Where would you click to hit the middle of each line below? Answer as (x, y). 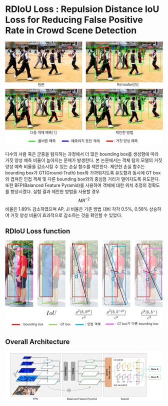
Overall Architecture (37, 342)
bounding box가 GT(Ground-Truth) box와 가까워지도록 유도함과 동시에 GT (79, 172)
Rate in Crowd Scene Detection (71, 30)
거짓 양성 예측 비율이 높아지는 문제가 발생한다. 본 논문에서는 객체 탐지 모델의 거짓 (84, 160)
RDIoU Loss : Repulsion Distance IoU (82, 9)
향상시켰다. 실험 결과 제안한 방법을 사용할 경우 (55, 191)
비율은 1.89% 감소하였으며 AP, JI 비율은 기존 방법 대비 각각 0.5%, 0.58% (77, 209)
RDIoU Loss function (38, 231)
